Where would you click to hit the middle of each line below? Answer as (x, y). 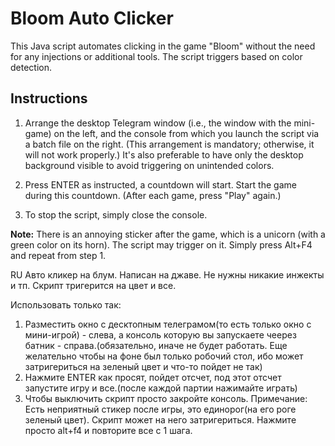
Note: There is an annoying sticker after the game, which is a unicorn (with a (168, 234)
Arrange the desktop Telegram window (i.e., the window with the (158, 123)
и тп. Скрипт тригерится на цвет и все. (93, 285)
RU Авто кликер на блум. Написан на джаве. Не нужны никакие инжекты (167, 274)
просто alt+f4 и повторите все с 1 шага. (108, 430)
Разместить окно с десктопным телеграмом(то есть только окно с (168, 324)
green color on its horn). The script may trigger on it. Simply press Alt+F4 (161, 244)
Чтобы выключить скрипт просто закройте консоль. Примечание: (166, 398)
